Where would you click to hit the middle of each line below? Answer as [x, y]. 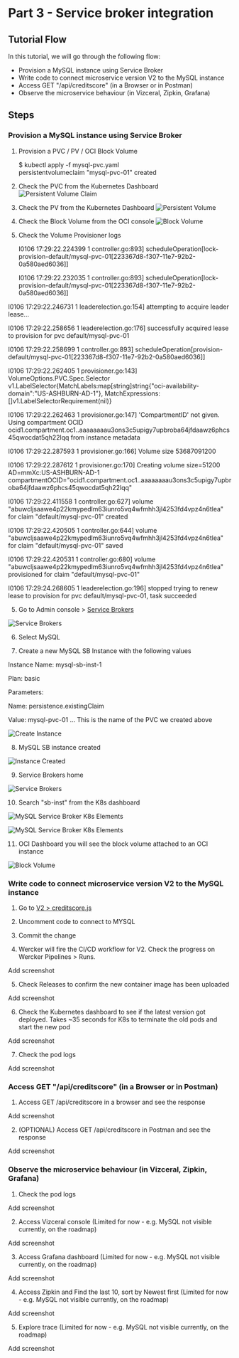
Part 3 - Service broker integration [111, 13]
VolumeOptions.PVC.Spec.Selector [59, 378]
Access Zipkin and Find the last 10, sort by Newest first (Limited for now [123, 1292]
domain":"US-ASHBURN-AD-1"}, [56, 393]
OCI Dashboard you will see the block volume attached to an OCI [113, 844]
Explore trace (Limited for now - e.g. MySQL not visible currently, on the [123, 1327]
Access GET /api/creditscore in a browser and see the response [112, 1102]
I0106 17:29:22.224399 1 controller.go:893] [81, 249]
